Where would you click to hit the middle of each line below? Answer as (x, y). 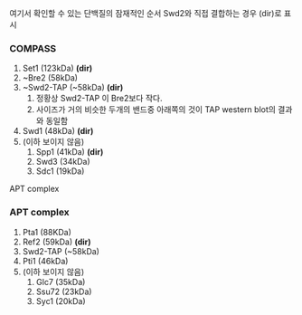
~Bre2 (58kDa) (50, 78)
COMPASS (33, 48)
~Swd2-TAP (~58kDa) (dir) (73, 88)
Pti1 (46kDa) (45, 261)
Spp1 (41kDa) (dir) (70, 152)
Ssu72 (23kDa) (64, 291)
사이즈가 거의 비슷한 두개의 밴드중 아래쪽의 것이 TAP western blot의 (156, 110)
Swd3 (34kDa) (63, 162)
